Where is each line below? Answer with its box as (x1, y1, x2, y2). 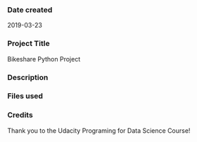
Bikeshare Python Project (7, 54, 81, 63)
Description (7, 72, 49, 82)
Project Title (7, 39, 51, 49)
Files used (7, 91, 44, 101)
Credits (7, 110, 33, 120)
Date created (7, 5, 53, 15)
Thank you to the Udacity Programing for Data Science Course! (7, 126, 191, 135)
